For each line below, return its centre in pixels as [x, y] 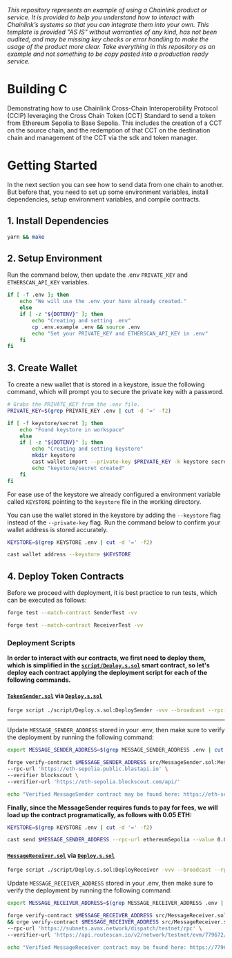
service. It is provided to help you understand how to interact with [101, 17]
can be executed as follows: [47, 600]
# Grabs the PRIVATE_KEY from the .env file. [74, 404]
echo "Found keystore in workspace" [72, 430]
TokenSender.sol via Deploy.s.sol [55, 696]
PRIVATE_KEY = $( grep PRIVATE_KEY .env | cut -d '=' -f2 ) [89, 411]
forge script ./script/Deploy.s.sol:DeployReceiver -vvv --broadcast [109, 870]
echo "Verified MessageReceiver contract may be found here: [97, 947]
